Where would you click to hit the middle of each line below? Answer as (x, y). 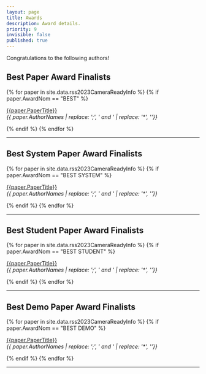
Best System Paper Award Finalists (74, 154)
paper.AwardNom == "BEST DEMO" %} (56, 328)
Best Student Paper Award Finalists (75, 231)
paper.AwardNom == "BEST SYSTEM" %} (59, 175)
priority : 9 (21, 29)
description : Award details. (44, 23)
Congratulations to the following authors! (58, 58)
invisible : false (29, 35)
